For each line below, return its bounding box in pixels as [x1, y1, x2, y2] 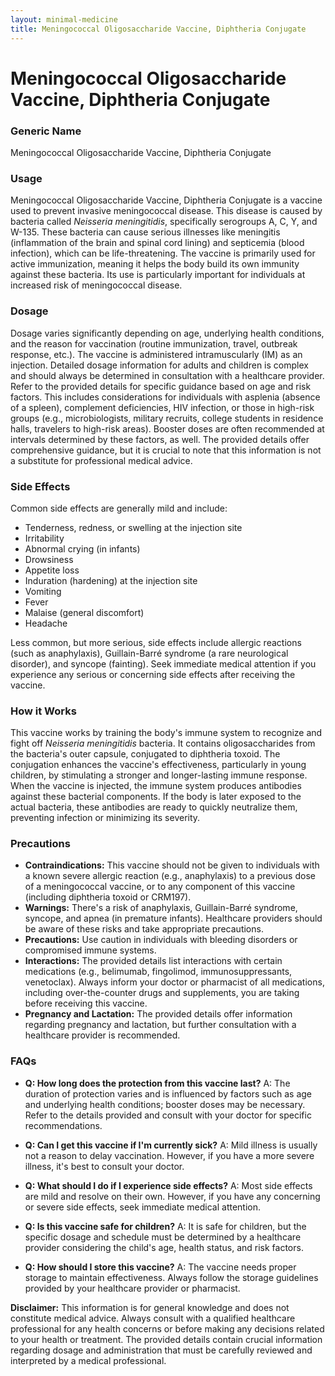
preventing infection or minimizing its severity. [10, 812, 201, 824]
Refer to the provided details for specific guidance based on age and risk [10, 380, 312, 392]
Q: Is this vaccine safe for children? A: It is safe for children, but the [24, 1220, 307, 1232]
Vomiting [24, 585, 62, 597]
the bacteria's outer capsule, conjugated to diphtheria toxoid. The [10, 748, 281, 760]
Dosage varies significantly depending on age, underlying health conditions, [10, 327, 325, 339]
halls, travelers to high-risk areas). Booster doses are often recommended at [10, 422, 325, 435]
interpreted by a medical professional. [10, 1354, 167, 1366]
